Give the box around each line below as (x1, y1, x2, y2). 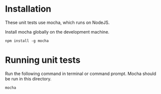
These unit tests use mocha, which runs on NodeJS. (5, 19, 110, 25)
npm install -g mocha (5, 38, 49, 43)
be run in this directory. (5, 75, 52, 81)
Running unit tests (5, 55, 81, 66)
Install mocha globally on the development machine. (5, 29, 109, 35)
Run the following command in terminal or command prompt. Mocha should (5, 71, 157, 76)
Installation (5, 3, 52, 15)
